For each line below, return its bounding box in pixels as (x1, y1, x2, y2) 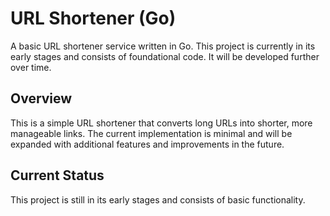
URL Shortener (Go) (10, 7, 177, 30)
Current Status (10, 167, 105, 184)
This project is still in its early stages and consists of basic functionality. (10, 193, 306, 206)
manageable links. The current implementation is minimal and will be (10, 127, 293, 139)
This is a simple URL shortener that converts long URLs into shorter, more (10, 117, 313, 129)
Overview (10, 90, 73, 107)
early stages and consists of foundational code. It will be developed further (10, 50, 320, 62)
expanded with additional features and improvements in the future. (10, 138, 285, 150)
